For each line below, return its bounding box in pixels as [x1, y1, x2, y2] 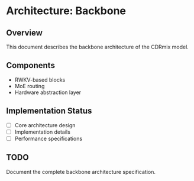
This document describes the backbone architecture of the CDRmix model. [6, 43, 189, 50]
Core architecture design [14, 121, 76, 128]
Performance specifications [14, 135, 83, 142]
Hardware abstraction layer [14, 89, 82, 96]
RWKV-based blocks [14, 76, 66, 83]
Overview [6, 28, 43, 38]
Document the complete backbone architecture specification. [6, 168, 156, 175]
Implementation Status [6, 106, 92, 116]
